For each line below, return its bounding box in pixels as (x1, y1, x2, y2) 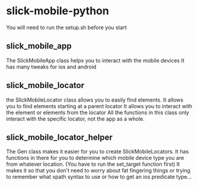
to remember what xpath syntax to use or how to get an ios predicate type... (6, 174, 192, 181)
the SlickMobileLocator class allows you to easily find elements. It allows (6, 96, 184, 103)
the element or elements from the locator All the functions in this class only (6, 109, 190, 116)
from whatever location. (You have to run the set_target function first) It (6, 160, 180, 168)
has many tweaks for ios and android (6, 63, 97, 70)
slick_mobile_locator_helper (6, 132, 113, 142)
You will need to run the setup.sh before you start (6, 24, 127, 31)
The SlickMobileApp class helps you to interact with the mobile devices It (6, 56, 185, 64)
